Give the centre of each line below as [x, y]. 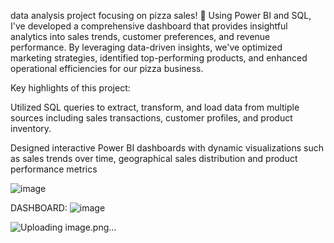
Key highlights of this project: [70, 88]
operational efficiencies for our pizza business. [107, 68]
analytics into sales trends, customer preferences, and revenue [140, 36]
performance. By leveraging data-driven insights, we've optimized [146, 47]
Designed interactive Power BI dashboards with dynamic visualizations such [167, 148]
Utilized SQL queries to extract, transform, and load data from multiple [155, 107]
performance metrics [54, 169]
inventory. [31, 128]
